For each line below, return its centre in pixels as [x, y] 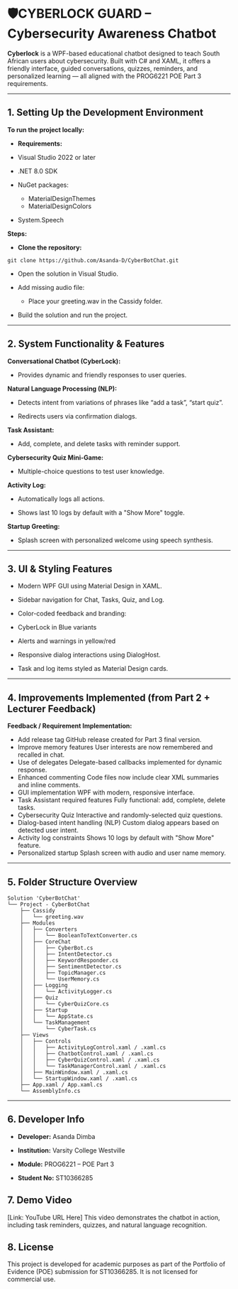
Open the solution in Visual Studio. [68, 274]
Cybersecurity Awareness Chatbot [112, 34]
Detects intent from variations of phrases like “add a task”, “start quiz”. [120, 402]
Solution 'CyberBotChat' [44, 898]
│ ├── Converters [49, 929]
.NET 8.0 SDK [38, 171]
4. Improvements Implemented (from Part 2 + [109, 697]
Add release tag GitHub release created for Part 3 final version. [109, 740]
